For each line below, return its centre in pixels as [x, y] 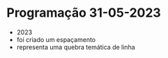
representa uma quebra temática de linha [76, 47]
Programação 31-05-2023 [84, 13]
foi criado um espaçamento [56, 39]
